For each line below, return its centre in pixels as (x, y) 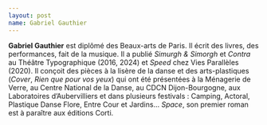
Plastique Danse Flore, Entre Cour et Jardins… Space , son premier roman (129, 104)
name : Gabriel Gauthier (48, 23)
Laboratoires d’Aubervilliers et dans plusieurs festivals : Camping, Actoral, (129, 96)
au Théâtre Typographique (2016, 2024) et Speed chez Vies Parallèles (124, 62)
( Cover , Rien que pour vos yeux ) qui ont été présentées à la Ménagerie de (130, 79)
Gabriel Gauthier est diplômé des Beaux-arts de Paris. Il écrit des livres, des (133, 45)
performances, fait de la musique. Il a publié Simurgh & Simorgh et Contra (130, 54)
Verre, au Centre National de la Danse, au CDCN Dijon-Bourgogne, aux (124, 87)
